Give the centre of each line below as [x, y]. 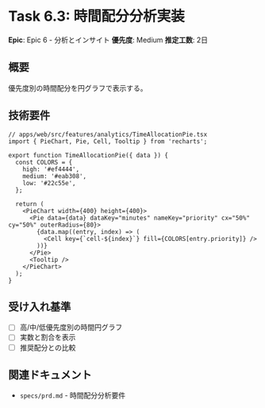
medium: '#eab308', [55, 176]
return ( [30, 204]
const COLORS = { [44, 162]
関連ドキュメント [50, 375]
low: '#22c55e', [50, 183]
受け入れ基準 [40, 307]
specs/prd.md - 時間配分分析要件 [73, 395]
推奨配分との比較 [48, 348]
